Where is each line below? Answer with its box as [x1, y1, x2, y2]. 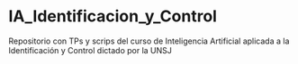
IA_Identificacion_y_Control [8, 6, 218, 27]
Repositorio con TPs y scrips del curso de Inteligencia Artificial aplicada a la [8, 36, 290, 46]
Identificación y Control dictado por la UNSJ [8, 44, 173, 55]
